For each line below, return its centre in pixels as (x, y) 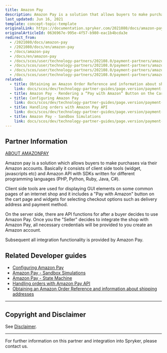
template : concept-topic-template (41, 24)
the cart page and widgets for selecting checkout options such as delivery (81, 199)
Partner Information (37, 142)
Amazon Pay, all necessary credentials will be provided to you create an (79, 225)
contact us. (17, 346)
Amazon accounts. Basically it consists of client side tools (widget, (73, 168)
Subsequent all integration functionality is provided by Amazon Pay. (74, 240)
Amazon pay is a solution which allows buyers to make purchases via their (81, 163)
